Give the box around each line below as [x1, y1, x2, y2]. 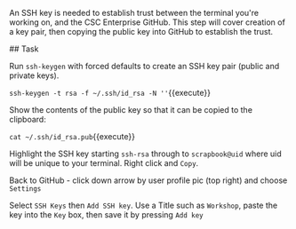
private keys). [9, 70, 60, 81]
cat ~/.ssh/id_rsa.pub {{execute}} [9, 131, 136, 141]
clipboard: [9, 114, 46, 124]
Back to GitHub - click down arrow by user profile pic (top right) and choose [9, 175, 288, 186]
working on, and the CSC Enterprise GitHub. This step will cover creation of [9, 17, 286, 28]
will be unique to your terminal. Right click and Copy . [9, 158, 199, 168]
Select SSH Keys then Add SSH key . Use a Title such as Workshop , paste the [9, 200, 278, 210]
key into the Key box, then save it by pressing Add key [9, 209, 204, 220]
